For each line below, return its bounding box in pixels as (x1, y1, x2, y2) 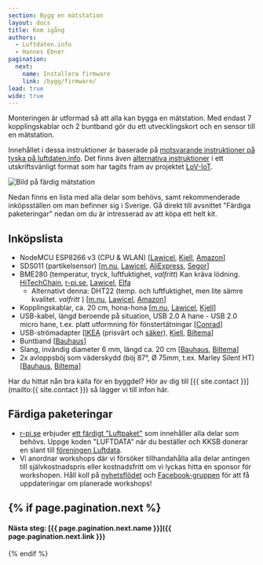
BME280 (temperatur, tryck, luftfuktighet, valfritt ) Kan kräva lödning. (19, 270, 241, 279)
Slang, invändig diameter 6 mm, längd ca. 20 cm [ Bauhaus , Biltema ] (19, 345, 239, 354)
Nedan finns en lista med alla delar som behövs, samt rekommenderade (8, 193, 241, 202)
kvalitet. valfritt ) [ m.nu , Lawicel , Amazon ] (31, 295, 166, 304)
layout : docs (8, 19, 51, 27)
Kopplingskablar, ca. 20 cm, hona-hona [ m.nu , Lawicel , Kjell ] (19, 303, 217, 313)
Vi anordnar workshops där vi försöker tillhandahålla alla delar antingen (19, 453, 250, 463)
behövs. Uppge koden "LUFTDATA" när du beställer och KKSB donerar (19, 437, 249, 446)
